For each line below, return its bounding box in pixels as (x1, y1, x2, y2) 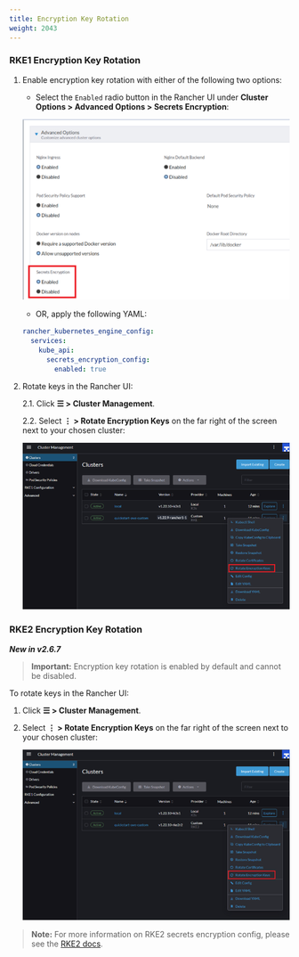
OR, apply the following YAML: (35, 308, 147, 320)
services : (30, 337, 67, 346)
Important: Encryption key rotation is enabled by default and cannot (30, 660, 282, 672)
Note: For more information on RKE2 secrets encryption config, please (30, 929, 290, 940)
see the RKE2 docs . (30, 938, 104, 949)
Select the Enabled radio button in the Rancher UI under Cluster (35, 92, 269, 102)
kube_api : (38, 346, 75, 356)
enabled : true (54, 364, 107, 373)
